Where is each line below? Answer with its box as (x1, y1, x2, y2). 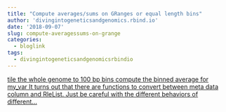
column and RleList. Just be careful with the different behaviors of (7, 90, 199, 98)
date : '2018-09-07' (7, 23, 65, 30)
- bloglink (13, 43, 46, 50)
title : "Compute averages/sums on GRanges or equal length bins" (7, 10, 202, 17)
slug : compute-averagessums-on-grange (7, 29, 121, 37)
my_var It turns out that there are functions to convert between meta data (7, 82, 219, 91)
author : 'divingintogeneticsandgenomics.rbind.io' (7, 17, 159, 24)
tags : (7, 50, 23, 57)
